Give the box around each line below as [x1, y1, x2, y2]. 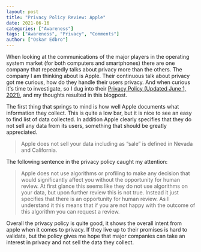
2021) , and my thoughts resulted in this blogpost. [6, 91, 128, 98]
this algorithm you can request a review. [20, 208, 120, 215]
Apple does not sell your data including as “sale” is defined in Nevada [20, 140, 193, 147]
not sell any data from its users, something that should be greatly [6, 122, 167, 129]
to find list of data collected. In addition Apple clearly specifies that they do [6, 116, 192, 123]
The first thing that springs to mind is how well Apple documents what [6, 103, 179, 110]
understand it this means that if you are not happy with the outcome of [20, 202, 196, 209]
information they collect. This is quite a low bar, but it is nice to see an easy [6, 109, 192, 116]
